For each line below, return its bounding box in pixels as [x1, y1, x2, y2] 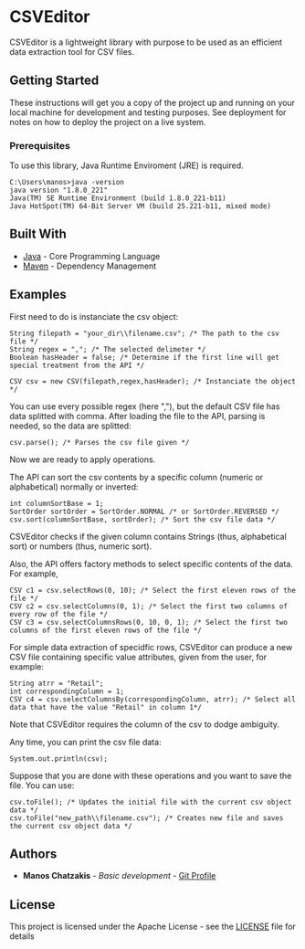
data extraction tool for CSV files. [9, 46, 135, 57]
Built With [9, 227, 67, 242]
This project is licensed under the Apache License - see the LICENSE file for [9, 921, 297, 933]
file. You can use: [9, 779, 75, 791]
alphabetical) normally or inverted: [9, 481, 139, 492]
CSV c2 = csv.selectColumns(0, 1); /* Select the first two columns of [9, 601, 288, 611]
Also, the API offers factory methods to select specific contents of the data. [9, 558, 294, 569]
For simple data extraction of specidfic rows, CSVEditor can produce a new [9, 641, 293, 652]
